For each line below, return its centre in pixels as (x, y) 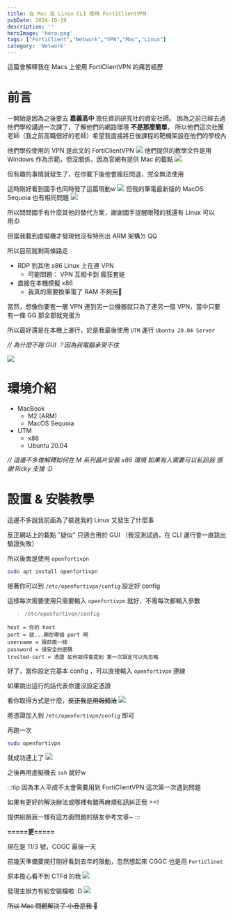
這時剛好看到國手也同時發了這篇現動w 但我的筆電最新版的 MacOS (105, 188)
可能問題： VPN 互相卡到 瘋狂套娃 (76, 274)
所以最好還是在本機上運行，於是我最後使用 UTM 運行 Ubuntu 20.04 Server (111, 330)
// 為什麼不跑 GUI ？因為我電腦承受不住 (63, 344)
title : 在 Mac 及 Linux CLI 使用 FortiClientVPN (77, 14)
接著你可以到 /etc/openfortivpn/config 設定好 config (84, 586)
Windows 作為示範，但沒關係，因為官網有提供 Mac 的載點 (90, 159)
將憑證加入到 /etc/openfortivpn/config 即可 (71, 715)
